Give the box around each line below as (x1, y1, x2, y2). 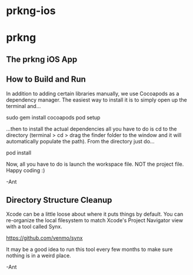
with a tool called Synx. (6, 223, 63, 230)
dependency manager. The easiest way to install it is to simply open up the (6, 96, 187, 103)
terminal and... (6, 102, 41, 109)
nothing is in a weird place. (6, 252, 72, 259)
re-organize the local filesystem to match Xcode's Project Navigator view (6, 217, 184, 224)
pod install (6, 149, 31, 156)
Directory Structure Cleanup (6, 195, 112, 205)
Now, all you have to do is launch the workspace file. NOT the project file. (6, 160, 184, 167)
